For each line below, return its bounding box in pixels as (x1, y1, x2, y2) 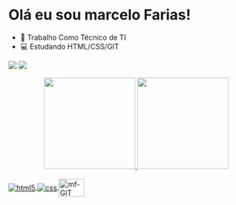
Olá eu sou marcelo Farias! (8, 6, 191, 24)
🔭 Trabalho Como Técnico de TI (19, 32, 127, 42)
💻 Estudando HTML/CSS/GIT (19, 41, 119, 51)
